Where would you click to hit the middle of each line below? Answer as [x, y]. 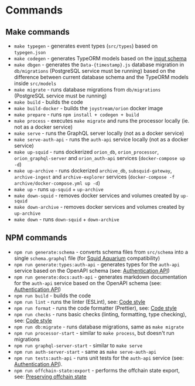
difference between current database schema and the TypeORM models [101, 77]
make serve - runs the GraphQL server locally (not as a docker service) [99, 133]
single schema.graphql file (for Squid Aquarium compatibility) [87, 258]
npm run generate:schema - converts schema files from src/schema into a [101, 252]
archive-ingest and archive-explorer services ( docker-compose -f [94, 177]
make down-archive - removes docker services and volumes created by [99, 207]
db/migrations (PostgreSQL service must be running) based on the [95, 71]
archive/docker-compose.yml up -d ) [57, 183]
